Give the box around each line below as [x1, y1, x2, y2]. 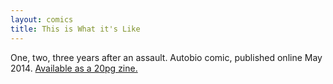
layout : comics [10, 14, 74, 25]
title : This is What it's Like [10, 24, 141, 34]
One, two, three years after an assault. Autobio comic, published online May [10, 51, 323, 63]
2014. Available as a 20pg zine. [10, 62, 138, 74]
